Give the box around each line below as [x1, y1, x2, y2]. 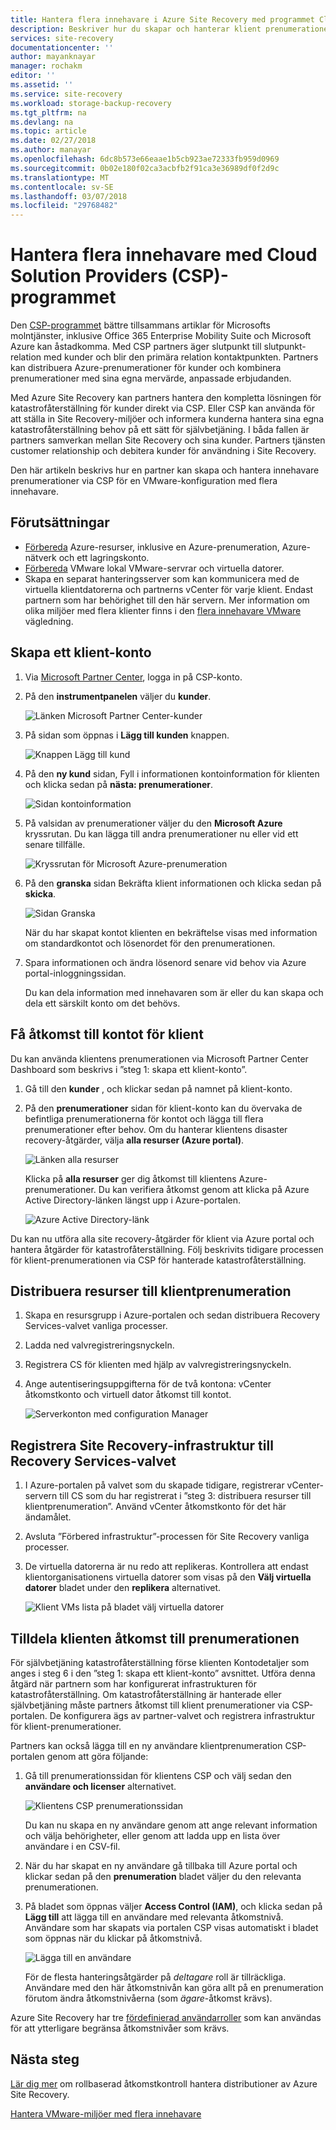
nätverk [24, 551, 57, 563]
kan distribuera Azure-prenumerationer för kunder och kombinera [10, 362, 282, 374]
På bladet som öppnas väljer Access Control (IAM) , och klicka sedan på [24, 1900, 323, 1912]
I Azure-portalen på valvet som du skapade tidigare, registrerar [24, 1479, 285, 1491]
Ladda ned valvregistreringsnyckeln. [24, 1339, 175, 1351]
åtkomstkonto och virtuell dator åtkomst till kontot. [24, 1389, 232, 1401]
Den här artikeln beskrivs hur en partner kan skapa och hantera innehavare [10, 464, 320, 476]
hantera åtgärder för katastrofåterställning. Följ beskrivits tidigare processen [10, 1243, 324, 1255]
